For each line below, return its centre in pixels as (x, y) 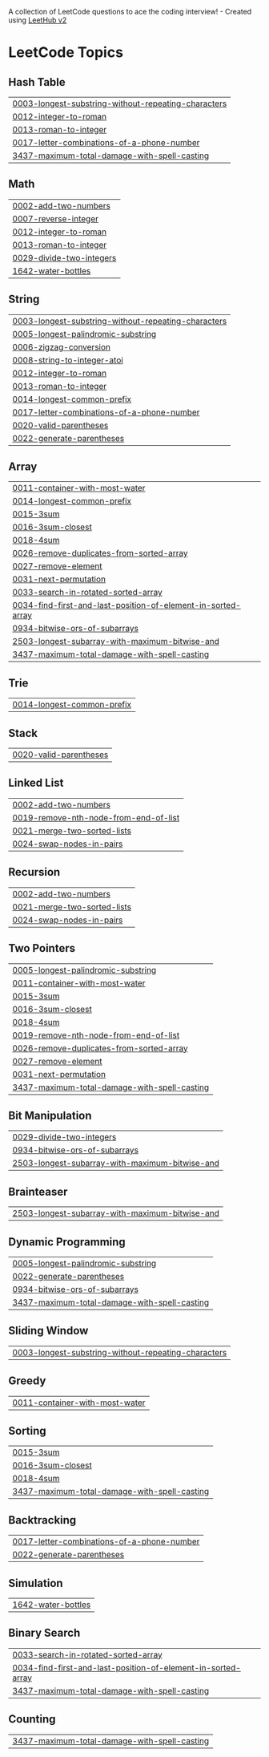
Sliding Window (48, 1331)
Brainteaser (38, 1191)
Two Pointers (42, 948)
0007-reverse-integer (55, 218)
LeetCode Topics (66, 53)
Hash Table (37, 82)
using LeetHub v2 (38, 20)
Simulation (36, 1583)
